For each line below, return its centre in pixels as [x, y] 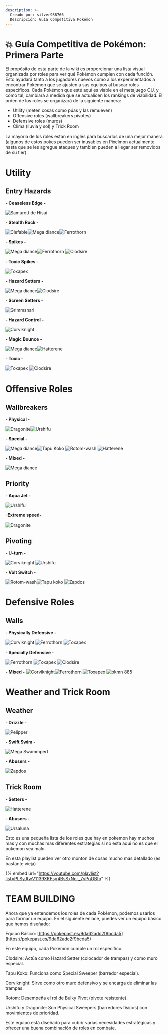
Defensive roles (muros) [37, 121]
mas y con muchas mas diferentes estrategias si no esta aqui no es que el [81, 843]
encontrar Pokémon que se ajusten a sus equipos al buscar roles [72, 85]
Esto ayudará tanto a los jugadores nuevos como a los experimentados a [80, 80]
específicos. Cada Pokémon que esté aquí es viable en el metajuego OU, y [82, 90]
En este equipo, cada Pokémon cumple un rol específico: [64, 948]
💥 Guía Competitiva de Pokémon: [76, 44]
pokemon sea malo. [26, 848]
